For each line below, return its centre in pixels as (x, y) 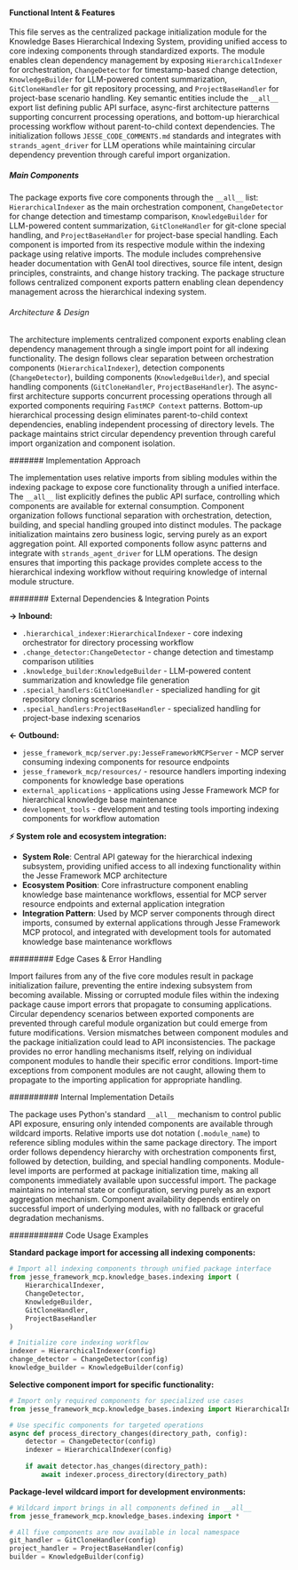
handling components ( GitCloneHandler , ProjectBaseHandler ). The (130, 387)
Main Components (44, 175)
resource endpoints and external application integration (123, 904)
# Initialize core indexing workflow (79, 1343)
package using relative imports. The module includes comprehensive (135, 254)
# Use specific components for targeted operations (106, 1425)
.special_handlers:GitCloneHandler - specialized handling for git (141, 690)
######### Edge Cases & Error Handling (86, 959)
